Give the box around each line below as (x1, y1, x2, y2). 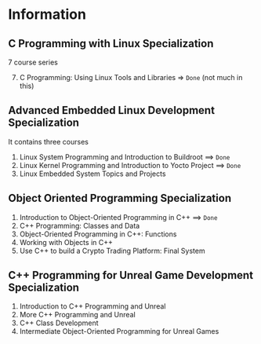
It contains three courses (8, 137, 89, 146)
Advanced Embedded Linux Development (8, 104, 216, 117)
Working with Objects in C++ (19, 237, 114, 247)
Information (8, 5, 86, 24)
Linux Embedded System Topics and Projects (19, 169, 166, 178)
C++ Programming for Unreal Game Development (8, 269, 253, 282)
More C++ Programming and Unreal (19, 310, 136, 320)
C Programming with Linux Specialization (8, 37, 214, 50)
